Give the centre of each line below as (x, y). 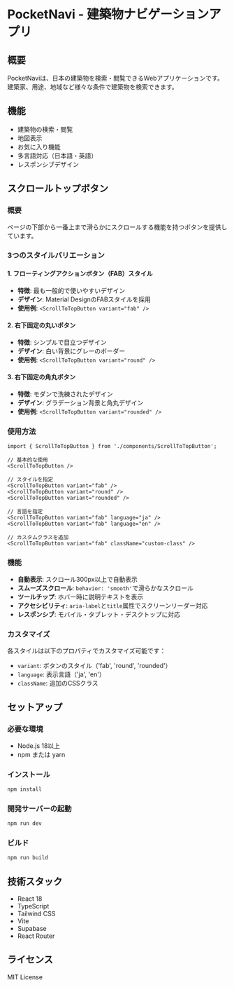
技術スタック (35, 882)
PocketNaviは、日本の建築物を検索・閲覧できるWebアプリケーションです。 (115, 78)
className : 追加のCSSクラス (58, 683)
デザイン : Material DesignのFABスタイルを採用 (84, 299)
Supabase (32, 928)
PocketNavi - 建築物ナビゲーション (108, 14)
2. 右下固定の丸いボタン (42, 325)
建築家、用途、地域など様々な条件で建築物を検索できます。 (93, 87)
